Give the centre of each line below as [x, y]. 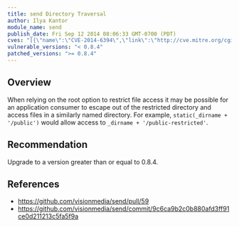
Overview [30, 83]
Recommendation [47, 145]
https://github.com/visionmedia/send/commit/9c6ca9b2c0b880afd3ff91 [123, 209]
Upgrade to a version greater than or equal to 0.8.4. [83, 162]
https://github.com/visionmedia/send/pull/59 [83, 201]
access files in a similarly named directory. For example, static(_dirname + [117, 115]
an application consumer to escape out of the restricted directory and [110, 107]
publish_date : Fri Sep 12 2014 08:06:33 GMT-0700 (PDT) [92, 34]
